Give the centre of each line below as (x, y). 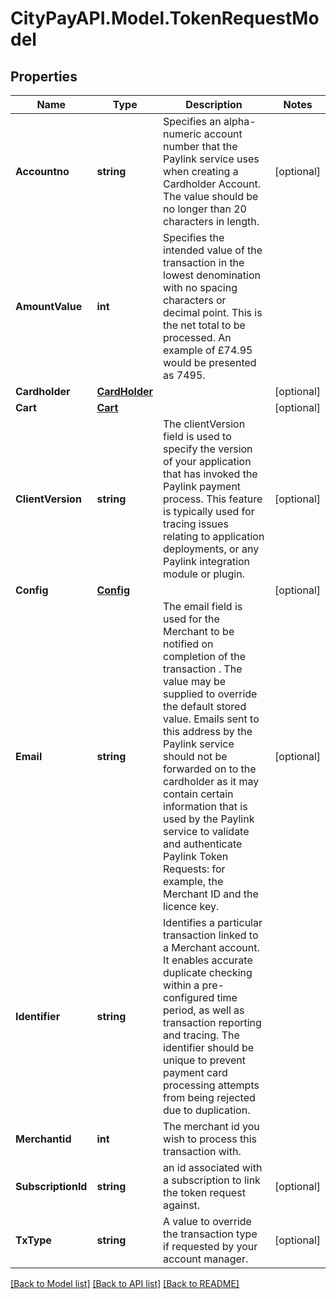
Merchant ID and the (211, 894)
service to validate (206, 831)
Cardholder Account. (212, 184)
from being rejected (209, 1097)
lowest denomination (212, 275)
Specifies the (194, 237)
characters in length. (211, 221)
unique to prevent (204, 1060)
